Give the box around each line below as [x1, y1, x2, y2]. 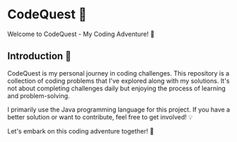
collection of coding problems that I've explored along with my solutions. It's [7, 76, 230, 85]
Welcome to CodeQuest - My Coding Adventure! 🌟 [7, 30, 155, 38]
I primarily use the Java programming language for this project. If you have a [7, 105, 231, 114]
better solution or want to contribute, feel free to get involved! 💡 [7, 112, 193, 121]
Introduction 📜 [7, 50, 72, 62]
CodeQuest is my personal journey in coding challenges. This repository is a [7, 69, 230, 77]
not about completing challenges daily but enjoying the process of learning [7, 84, 226, 93]
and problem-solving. [7, 91, 70, 100]
